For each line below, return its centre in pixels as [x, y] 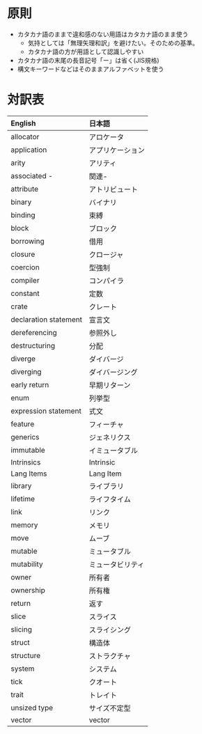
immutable [28, 450]
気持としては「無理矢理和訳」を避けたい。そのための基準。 [113, 42]
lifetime [23, 499]
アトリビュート [113, 189]
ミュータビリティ [117, 564]
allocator [25, 136]
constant [25, 293]
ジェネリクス [110, 437]
